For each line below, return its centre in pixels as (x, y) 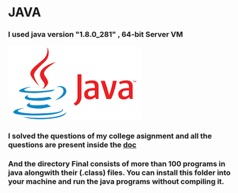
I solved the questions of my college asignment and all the (110, 136)
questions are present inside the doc (72, 145)
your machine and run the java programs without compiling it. (117, 182)
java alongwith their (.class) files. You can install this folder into (119, 172)
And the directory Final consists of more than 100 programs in (117, 164)
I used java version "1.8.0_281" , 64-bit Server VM (96, 35)
